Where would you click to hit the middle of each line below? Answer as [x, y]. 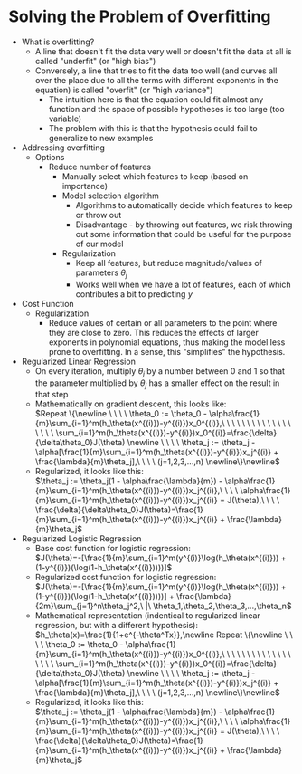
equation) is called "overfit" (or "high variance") [124, 90]
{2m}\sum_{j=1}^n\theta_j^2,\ [89, 606]
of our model [99, 244]
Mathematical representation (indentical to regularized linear [148, 616]
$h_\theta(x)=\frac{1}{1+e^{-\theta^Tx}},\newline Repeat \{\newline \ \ [164, 635]
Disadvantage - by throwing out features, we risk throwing [184, 225]
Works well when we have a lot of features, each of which [183, 284]
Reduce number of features [99, 167]
